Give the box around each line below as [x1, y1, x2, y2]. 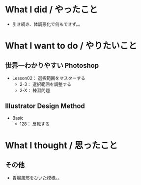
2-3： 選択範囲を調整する [19, 81, 71, 87]
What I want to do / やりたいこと [5, 40, 138, 52]
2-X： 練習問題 [19, 87, 50, 93]
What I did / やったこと [5, 4, 98, 15]
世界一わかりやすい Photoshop [5, 61, 99, 70]
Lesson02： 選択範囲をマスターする [12, 75, 85, 81]
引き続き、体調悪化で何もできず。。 [12, 21, 83, 27]
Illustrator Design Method [5, 102, 85, 110]
